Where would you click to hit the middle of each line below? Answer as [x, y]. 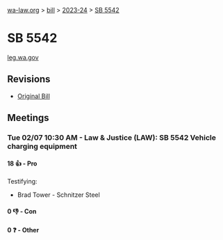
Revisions [29, 79]
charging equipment [42, 147]
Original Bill [34, 96]
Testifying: [22, 182]
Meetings [28, 118]
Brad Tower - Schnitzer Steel [59, 195]
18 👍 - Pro [22, 163]
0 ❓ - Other [23, 230]
